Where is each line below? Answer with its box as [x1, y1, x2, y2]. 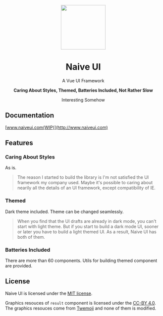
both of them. [17, 234, 46, 240]
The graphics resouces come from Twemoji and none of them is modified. [5, 305, 157, 311]
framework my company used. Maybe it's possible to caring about [17, 180, 153, 186]
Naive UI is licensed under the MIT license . [5, 290, 93, 296]
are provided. [5, 263, 33, 269]
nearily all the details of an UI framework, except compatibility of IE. [17, 185, 156, 191]
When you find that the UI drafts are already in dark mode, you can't [17, 218, 157, 224]
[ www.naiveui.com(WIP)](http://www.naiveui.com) [5, 124, 108, 130]
